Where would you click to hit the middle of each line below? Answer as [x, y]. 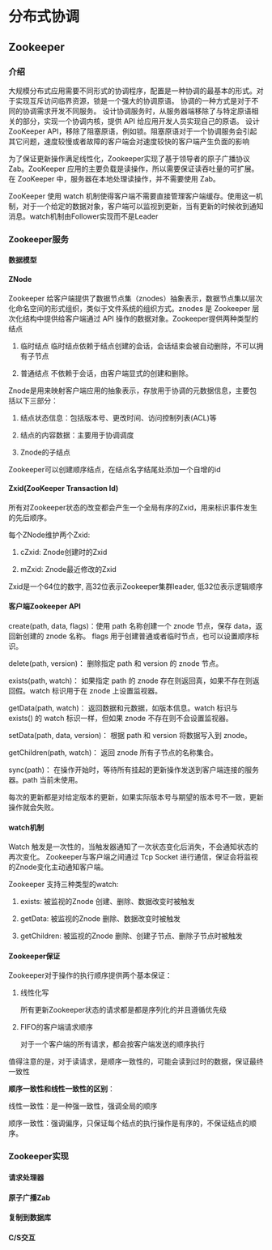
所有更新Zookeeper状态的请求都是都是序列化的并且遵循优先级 [123, 1010]
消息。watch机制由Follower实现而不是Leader [83, 216]
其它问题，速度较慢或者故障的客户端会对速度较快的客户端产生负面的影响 [129, 141]
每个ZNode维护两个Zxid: [49, 535]
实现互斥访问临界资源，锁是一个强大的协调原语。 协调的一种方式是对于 [133, 100]
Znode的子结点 [45, 452]
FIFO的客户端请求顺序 [56, 1027]
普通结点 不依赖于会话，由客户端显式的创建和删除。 [106, 373]
